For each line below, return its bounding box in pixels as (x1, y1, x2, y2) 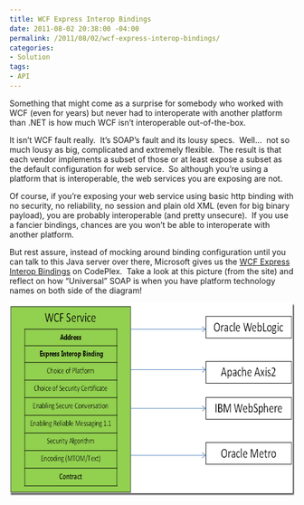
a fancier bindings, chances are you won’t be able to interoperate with (9, 219, 271, 230)
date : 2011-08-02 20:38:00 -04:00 (9, 24, 140, 33)
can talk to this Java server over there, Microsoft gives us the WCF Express (9, 256, 290, 267)
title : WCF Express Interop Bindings (9, 14, 152, 24)
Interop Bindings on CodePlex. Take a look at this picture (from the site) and (9, 265, 294, 276)
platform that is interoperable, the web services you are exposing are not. (9, 173, 283, 184)
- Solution (9, 52, 51, 62)
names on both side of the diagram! (9, 285, 143, 296)
